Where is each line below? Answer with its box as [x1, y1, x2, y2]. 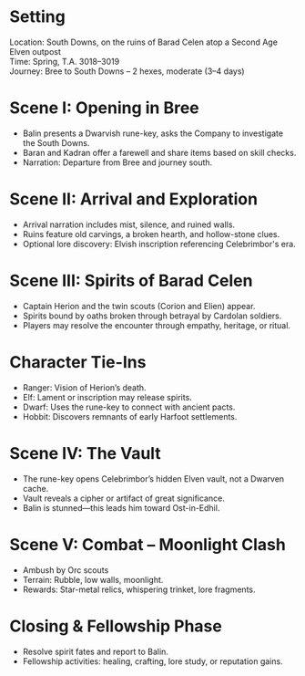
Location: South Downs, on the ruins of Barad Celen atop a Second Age [9, 36, 278, 47]
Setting [9, 6, 66, 27]
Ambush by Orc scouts [22, 564, 109, 576]
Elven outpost [9, 46, 62, 57]
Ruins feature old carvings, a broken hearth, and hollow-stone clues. [22, 228, 280, 239]
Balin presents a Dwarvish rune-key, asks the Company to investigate [22, 128, 284, 139]
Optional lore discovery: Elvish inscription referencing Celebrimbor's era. [22, 238, 296, 249]
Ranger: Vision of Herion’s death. [22, 381, 147, 393]
